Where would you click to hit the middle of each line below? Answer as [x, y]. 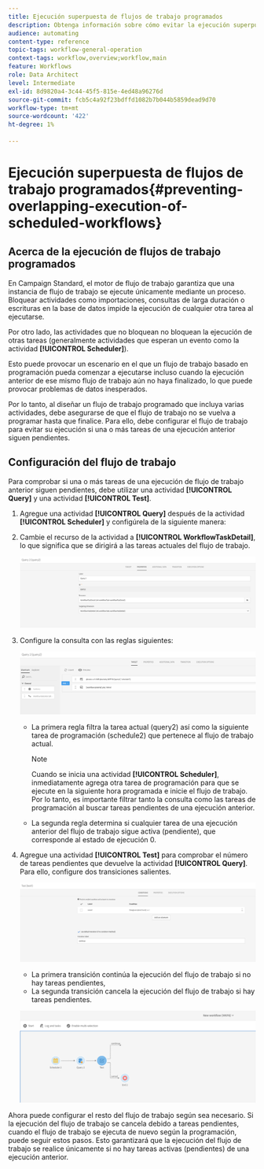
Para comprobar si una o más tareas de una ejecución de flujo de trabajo [126, 481]
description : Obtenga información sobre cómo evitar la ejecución [119, 25]
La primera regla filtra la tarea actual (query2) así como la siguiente [140, 727]
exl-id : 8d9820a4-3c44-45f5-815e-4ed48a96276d [86, 91]
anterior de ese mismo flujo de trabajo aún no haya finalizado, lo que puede [130, 380]
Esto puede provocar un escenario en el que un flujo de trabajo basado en [128, 364]
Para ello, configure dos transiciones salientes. [95, 871]
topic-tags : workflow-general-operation [75, 50]
